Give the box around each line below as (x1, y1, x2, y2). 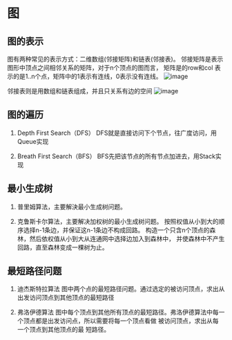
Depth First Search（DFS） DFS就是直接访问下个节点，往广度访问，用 (17, 129, 217, 137)
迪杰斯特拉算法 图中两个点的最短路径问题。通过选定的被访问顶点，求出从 (17, 285, 225, 293)
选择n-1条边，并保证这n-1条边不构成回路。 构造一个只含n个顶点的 (23, 225, 210, 234)
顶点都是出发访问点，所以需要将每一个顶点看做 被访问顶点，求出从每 (23, 317, 219, 325)
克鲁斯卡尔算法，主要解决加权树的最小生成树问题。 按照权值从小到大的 (17, 217, 219, 225)
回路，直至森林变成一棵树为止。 (17, 243, 108, 252)
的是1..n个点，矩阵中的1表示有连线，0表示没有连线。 (12, 73, 162, 80)
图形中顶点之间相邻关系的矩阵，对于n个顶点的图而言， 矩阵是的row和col (7, 64, 213, 72)
